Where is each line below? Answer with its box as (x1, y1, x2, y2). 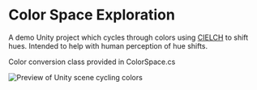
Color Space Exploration (8, 6, 176, 24)
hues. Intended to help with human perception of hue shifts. (8, 41, 208, 50)
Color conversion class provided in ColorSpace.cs (8, 57, 176, 66)
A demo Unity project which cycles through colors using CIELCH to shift (8, 32, 249, 42)
